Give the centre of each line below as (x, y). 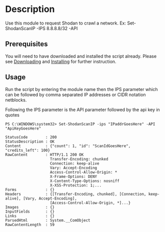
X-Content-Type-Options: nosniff (85, 181)
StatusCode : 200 (31, 137)
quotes (12, 115)
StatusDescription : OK (30, 141)
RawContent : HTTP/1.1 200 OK (44, 154)
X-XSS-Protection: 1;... (75, 185)
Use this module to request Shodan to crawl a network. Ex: (66, 23)
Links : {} (30, 216)
